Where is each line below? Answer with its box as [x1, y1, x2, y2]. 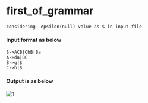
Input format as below [6, 36, 62, 43]
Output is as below [6, 77, 53, 84]
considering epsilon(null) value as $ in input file [6, 24, 143, 30]
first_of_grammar [6, 4, 94, 18]
